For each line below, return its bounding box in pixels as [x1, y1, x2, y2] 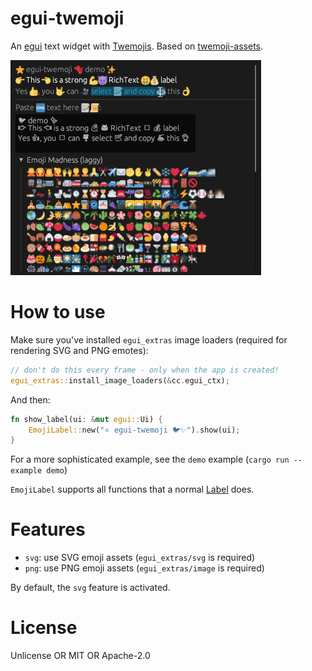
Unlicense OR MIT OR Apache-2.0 [10, 650, 151, 662]
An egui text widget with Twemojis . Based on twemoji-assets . [10, 40, 264, 52]
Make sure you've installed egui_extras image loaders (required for [10, 333, 288, 346]
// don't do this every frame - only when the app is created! [10, 365, 280, 375]
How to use [10, 301, 106, 324]
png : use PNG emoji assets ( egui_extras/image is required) [24, 562, 265, 574]
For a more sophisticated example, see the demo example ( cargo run [10, 453, 290, 466]
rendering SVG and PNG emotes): [10, 344, 149, 356]
